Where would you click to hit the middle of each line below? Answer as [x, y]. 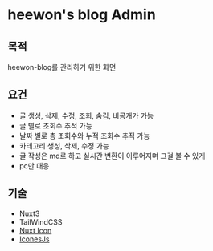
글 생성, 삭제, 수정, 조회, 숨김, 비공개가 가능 [86, 115]
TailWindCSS [41, 221]
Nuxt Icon [35, 230]
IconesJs [34, 239]
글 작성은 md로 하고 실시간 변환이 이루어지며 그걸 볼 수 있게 [112, 156]
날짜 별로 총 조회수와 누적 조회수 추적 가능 [84, 136]
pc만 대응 [34, 165]
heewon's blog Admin [82, 15]
